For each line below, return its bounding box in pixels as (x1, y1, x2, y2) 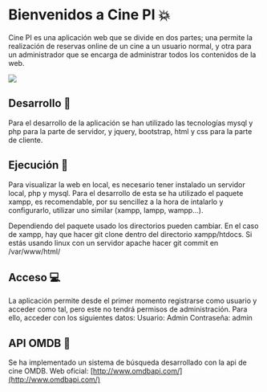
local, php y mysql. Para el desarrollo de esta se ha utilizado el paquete (8, 188, 244, 198)
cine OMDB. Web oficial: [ (8, 366, 94, 376)
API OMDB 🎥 (8, 336, 71, 350)
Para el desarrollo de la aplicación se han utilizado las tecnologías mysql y (8, 118, 253, 128)
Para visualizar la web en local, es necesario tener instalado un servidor (8, 179, 246, 190)
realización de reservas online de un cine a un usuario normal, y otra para (8, 41, 252, 51)
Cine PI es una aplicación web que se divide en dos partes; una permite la (8, 32, 253, 42)
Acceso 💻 (8, 271, 61, 284)
